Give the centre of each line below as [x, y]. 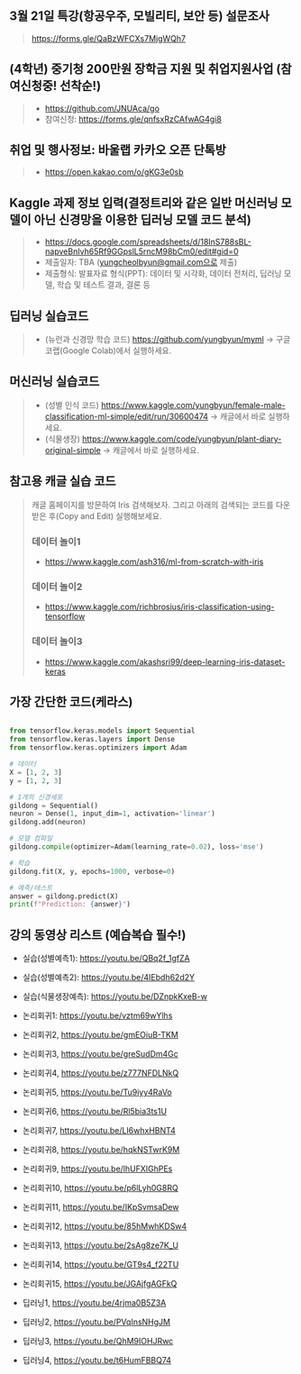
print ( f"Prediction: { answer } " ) [70, 905]
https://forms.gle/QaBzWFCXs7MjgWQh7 [109, 38]
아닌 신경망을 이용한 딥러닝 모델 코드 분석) [143, 219]
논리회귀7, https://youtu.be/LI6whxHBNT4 [99, 1131]
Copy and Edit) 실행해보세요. [110, 515]
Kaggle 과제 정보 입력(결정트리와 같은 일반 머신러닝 [144, 202]
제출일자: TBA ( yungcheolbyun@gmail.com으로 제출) [141, 262]
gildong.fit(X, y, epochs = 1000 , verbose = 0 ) [92, 871]
